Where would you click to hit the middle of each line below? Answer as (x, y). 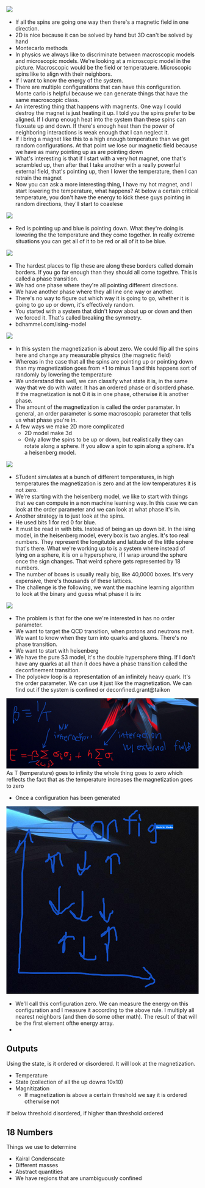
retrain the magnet (38, 178)
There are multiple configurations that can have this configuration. (98, 87)
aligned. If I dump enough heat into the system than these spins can (100, 119)
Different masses (37, 1165)
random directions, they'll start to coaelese (69, 204)
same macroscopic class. (47, 100)
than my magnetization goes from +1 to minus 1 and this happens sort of (106, 368)
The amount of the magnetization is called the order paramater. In (98, 407)
